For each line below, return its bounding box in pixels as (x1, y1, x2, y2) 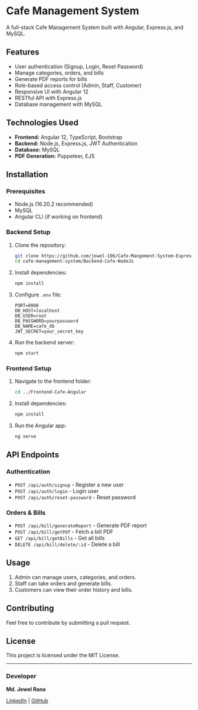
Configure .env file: (14, 291, 62, 298)
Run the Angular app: (14, 422, 67, 430)
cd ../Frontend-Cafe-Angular (14, 389, 87, 395)
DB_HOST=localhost (14, 308, 60, 314)
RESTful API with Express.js (14, 94, 82, 101)
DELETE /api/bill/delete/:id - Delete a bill (14, 540, 120, 548)
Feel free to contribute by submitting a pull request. (6, 619, 131, 626)
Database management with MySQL (14, 101, 103, 108)
